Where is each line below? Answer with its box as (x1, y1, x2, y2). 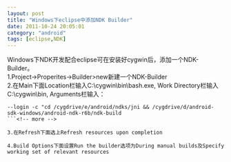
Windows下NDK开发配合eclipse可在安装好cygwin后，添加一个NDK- (7, 56, 199, 64)
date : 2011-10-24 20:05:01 (7, 23, 85, 30)
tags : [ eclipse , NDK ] (7, 36, 67, 43)
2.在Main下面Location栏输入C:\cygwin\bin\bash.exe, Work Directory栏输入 (7, 81, 219, 90)
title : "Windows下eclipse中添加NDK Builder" (7, 17, 133, 23)
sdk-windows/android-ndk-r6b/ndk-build (7, 110, 122, 117)
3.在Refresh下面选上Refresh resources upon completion (7, 129, 163, 136)
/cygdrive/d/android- (152, 104, 214, 111)
